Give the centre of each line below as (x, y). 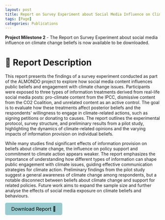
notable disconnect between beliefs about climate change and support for (80, 180)
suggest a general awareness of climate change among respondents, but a (81, 175)
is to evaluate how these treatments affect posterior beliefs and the (73, 108)
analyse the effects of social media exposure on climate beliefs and (73, 191)
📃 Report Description (48, 63)
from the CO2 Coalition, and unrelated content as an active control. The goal (82, 103)
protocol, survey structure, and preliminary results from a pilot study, (75, 123)
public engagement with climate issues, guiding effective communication (79, 165)
